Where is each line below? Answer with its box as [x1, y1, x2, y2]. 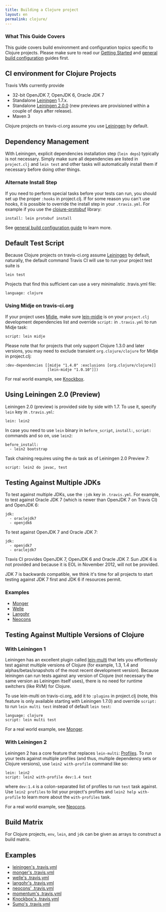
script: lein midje [5, 334, 46, 339]
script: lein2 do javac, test [5, 465, 68, 470]
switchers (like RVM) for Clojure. [5, 683, 71, 689]
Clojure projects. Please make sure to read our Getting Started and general [5, 49, 158, 55]
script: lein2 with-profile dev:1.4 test [5, 775, 92, 780]
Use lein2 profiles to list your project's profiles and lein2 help [5, 788, 136, 794]
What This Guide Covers [5, 33, 65, 40]
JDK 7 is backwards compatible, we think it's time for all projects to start [5, 571, 153, 577]
